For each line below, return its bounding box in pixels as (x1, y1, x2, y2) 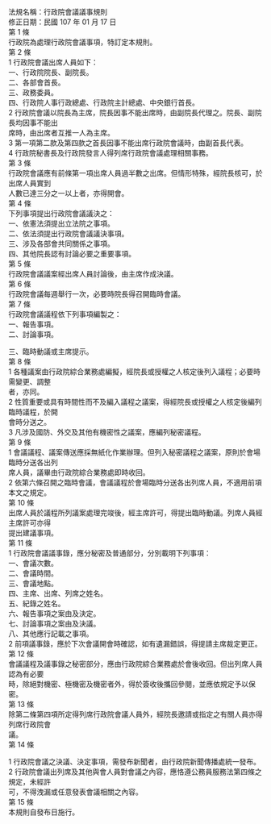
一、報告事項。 (8, 319, 58, 329)
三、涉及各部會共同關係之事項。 (8, 239, 115, 248)
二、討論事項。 (8, 330, 58, 339)
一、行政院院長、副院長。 (8, 68, 94, 77)
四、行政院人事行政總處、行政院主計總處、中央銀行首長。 (8, 98, 199, 107)
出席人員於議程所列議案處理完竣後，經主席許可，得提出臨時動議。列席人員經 (8, 508, 263, 518)
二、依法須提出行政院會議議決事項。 (8, 229, 129, 238)
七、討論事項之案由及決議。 (8, 619, 101, 628)
